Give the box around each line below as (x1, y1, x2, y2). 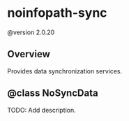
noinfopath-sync (7, 5, 107, 21)
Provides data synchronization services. (7, 66, 123, 75)
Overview (7, 48, 51, 60)
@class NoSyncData (7, 87, 99, 99)
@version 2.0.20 (7, 28, 55, 36)
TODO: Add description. (7, 106, 77, 114)
